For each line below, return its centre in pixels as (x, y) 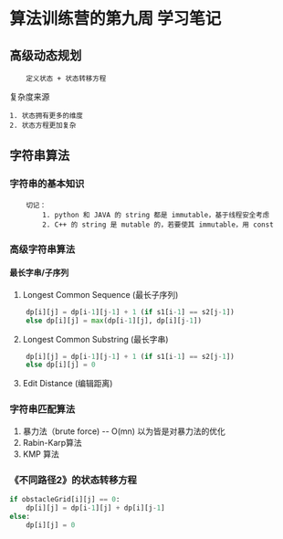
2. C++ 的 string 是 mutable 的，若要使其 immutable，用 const (158, 225)
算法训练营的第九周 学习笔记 (115, 19)
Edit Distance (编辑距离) (68, 384)
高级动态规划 (46, 55)
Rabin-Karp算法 (52, 442)
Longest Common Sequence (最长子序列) (100, 294)
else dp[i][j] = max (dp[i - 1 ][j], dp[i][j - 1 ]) (114, 321)
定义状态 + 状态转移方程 (66, 79)
